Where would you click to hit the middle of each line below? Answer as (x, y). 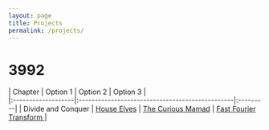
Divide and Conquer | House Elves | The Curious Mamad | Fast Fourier (140, 109)
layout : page (30, 16)
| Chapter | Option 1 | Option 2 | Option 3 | (77, 92)
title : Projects (35, 23)
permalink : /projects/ (46, 30)
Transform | (28, 117)
